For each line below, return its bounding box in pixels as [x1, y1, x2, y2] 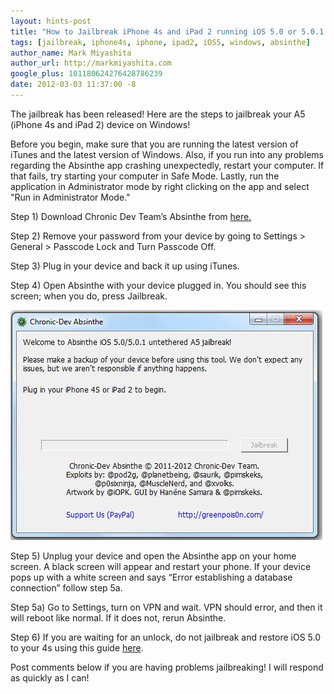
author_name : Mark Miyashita [10, 48, 132, 58]
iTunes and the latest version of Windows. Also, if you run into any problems [10, 148, 324, 160]
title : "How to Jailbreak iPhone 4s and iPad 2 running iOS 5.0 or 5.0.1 [10, 26, 325, 37]
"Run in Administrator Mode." [10, 191, 131, 203]
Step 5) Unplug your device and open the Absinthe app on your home [10, 550, 297, 562]
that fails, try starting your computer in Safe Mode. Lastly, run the [10, 170, 280, 182]
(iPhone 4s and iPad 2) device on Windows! [10, 118, 191, 130]
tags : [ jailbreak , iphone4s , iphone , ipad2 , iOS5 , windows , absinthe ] [10, 37, 311, 47]
